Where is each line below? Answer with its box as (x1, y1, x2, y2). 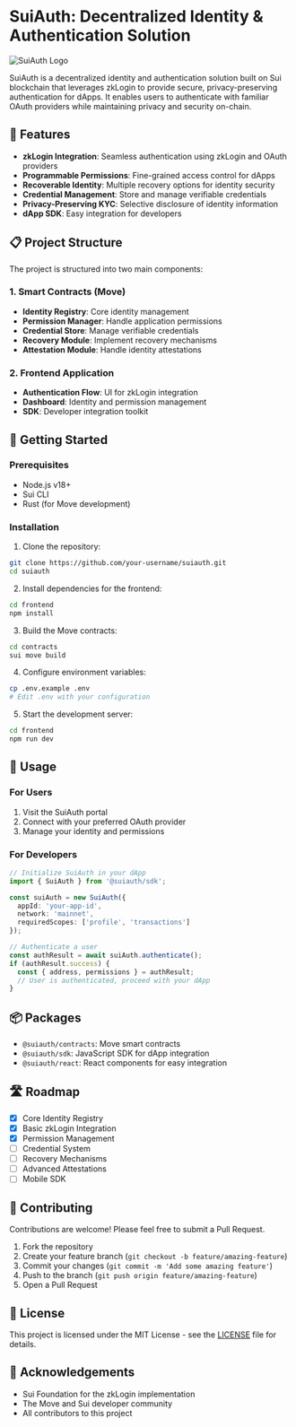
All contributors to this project (22, 1407, 133, 1418)
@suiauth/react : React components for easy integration (22, 1057, 227, 1068)
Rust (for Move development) (22, 498, 131, 509)
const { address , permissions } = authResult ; (17, 967, 195, 977)
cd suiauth (9, 567, 50, 576)
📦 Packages (9, 1010, 82, 1025)
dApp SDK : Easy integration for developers (22, 208, 182, 219)
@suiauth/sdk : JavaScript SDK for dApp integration (22, 1048, 210, 1059)
